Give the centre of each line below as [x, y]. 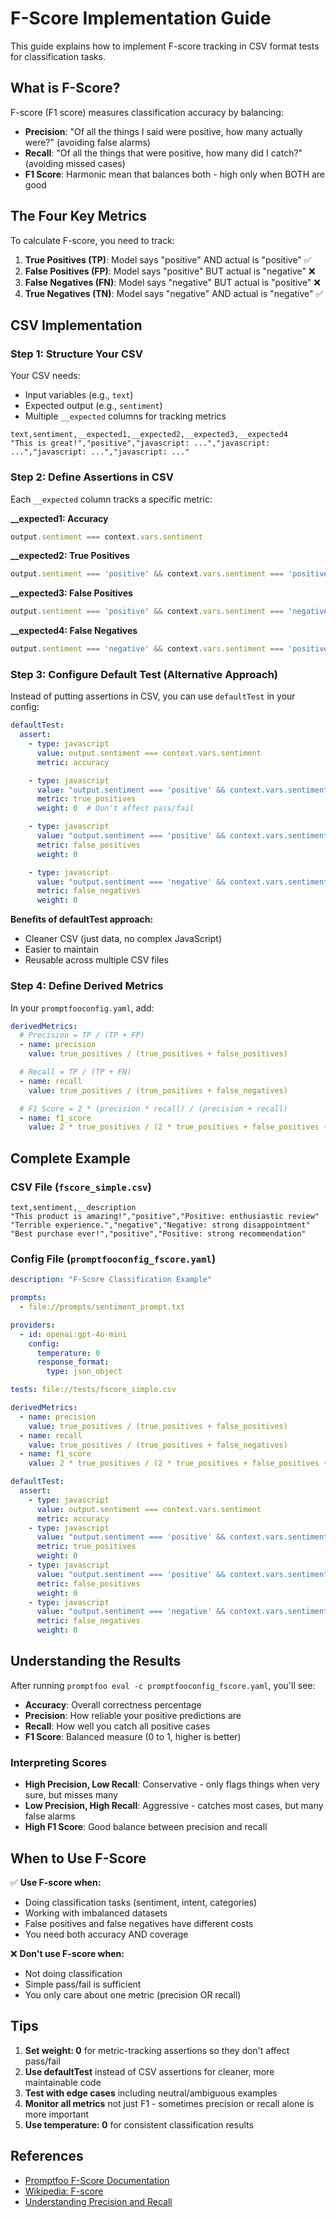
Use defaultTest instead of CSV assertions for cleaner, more [149, 2071]
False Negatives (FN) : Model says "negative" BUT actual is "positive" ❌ [172, 282]
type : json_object [84, 1372]
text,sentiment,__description [73, 1207]
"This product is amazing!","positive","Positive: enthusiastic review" [165, 1216]
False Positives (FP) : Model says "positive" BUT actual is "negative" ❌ [170, 271]
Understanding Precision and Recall [98, 2201]
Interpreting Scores [58, 1762]
